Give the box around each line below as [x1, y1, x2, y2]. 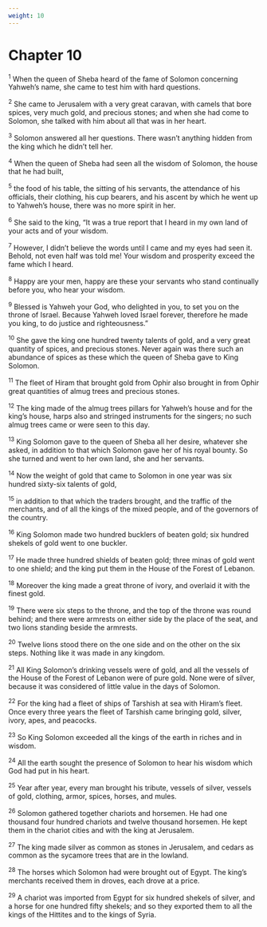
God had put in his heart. [8, 766, 90, 776]
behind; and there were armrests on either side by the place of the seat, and [8, 615, 258, 624]
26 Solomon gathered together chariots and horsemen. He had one [8, 806, 228, 818]
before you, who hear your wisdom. [8, 284, 125, 294]
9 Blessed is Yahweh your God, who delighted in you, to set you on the [8, 300, 240, 312]
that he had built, [8, 167, 64, 177]
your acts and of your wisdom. [8, 225, 109, 236]
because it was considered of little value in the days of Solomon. [8, 682, 221, 691]
